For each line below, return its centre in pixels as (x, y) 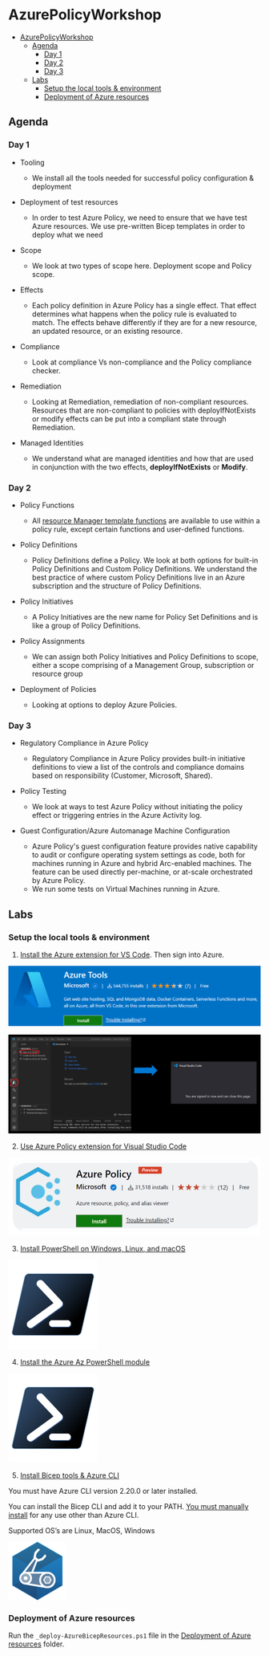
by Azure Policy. (58, 881)
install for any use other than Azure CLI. (74, 1516)
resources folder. (36, 1644)
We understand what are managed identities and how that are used (143, 458)
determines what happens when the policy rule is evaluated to (134, 314)
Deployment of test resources (69, 201)
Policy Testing (43, 791)
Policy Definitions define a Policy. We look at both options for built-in (145, 560)
